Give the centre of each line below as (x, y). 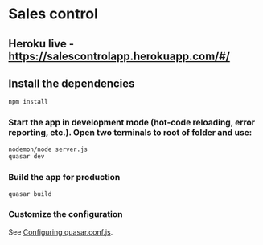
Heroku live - (41, 44)
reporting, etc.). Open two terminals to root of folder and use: (130, 133)
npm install (28, 102)
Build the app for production (64, 178)
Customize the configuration (66, 214)
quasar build (30, 194)
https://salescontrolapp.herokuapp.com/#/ (119, 56)
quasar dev (27, 157)
